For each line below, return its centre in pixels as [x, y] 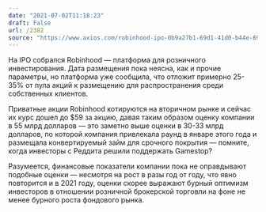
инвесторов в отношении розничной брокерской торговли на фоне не [127, 191]
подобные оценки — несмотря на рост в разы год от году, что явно [123, 175]
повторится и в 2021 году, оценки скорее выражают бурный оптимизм [128, 184]
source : [21, 38]
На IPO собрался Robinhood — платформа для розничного [107, 60]
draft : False [30, 23]
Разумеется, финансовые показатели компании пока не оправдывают [127, 166]
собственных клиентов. [48, 94]
